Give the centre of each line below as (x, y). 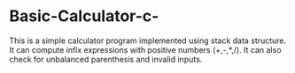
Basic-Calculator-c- (84, 16)
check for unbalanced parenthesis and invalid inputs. (106, 59)
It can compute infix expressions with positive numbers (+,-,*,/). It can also (145, 49)
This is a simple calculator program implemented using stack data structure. (147, 40)
